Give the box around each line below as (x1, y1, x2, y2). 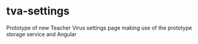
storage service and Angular (6, 30, 77, 37)
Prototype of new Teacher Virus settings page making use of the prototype (6, 24, 193, 31)
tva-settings (6, 4, 70, 18)
